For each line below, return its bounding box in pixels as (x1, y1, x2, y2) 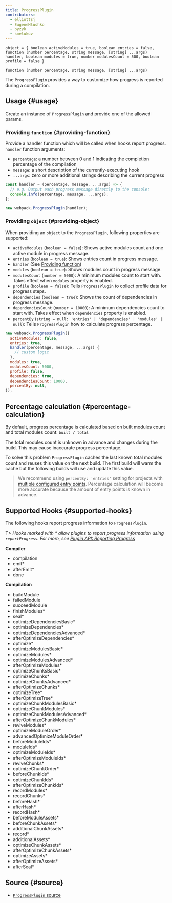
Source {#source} (5, 878, 64, 887)
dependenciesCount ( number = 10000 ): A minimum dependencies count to (12, 304, 165, 310)
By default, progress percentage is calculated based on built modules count (5, 424, 165, 430)
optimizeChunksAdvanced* (12, 678, 71, 684)
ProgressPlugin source (12, 892, 61, 898)
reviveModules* (12, 722, 47, 728)
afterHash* (12, 804, 36, 810)
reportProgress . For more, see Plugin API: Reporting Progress (5, 535, 135, 541)
